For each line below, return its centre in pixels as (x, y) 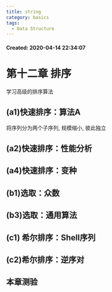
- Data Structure (33, 28)
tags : (13, 23)
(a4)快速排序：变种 (42, 171)
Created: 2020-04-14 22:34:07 (46, 47)
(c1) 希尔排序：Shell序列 (51, 237)
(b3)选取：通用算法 (42, 216)
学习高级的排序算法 (30, 91)
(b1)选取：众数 (33, 193)
